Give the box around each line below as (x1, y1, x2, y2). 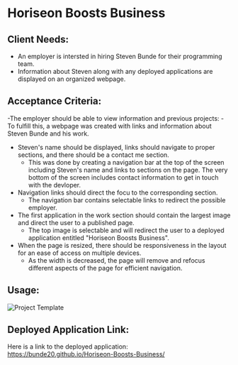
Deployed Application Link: (7, 324, 130, 336)
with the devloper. (28, 180, 81, 189)
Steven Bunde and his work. (7, 129, 90, 138)
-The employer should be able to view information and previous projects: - (7, 114, 225, 122)
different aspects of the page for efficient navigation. (28, 263, 183, 272)
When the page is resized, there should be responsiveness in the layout (17, 241, 227, 249)
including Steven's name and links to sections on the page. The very (28, 165, 228, 174)
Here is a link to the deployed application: (7, 342, 129, 351)
